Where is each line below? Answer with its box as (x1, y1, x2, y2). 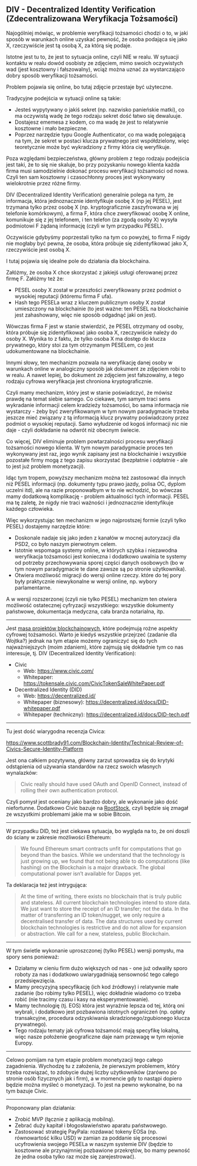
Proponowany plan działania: (6, 1104, 76, 1111)
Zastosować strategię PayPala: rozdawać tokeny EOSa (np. (14, 1128, 158, 1135)
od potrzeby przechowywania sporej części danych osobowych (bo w (14, 559, 184, 566)
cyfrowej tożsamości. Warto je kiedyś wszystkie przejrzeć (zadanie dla (6, 631, 177, 638)
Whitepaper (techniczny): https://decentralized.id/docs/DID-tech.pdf (23, 711, 189, 718)
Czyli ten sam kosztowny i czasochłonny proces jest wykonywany (6, 173, 165, 181)
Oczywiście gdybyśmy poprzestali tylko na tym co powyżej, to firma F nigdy (6, 233, 191, 240)
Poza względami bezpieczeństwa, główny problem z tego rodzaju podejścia (6, 155, 189, 162)
